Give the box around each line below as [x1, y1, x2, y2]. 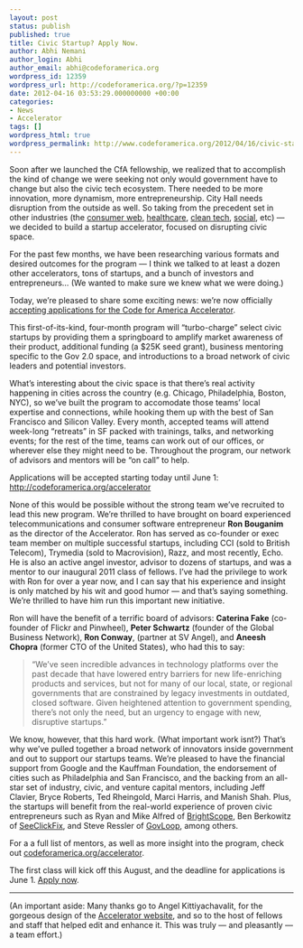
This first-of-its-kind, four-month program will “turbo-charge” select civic [9, 321, 282, 332]
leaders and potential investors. [9, 360, 126, 371]
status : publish [9, 22, 70, 31]
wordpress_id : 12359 [9, 72, 87, 81]
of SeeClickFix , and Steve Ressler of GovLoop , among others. [9, 820, 239, 831]
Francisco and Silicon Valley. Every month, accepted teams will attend [9, 416, 270, 427]
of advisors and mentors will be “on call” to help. [9, 454, 189, 465]
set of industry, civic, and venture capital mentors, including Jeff [25, 782, 266, 793]
